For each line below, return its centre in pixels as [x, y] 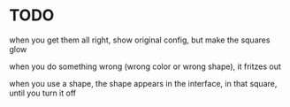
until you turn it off [43, 93]
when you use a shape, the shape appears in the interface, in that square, [143, 83]
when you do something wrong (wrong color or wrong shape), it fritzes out [145, 66]
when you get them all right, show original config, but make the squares [140, 40]
